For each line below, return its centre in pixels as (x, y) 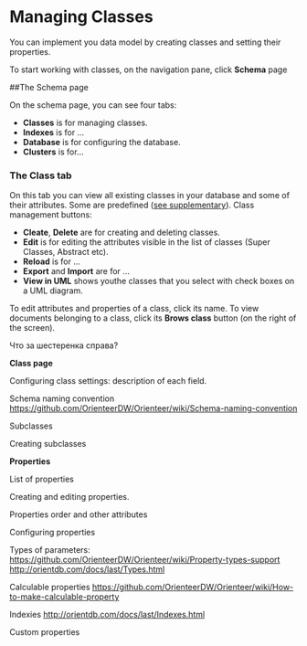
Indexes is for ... (53, 132)
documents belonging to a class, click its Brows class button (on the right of (153, 318)
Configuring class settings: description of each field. (108, 381)
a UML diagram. (53, 291)
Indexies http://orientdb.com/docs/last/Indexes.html (107, 615)
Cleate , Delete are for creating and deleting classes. (122, 233)
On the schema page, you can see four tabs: (93, 105)
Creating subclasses (48, 444)
